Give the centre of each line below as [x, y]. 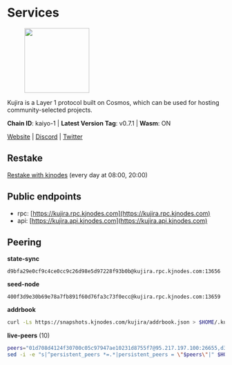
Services [33, 13]
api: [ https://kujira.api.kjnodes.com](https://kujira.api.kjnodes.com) [112, 220]
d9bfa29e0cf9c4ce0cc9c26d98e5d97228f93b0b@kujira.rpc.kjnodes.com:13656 [114, 272]
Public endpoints [44, 197]
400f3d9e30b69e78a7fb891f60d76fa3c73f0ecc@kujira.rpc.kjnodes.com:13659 [114, 297]
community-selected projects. [50, 110]
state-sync [23, 259]
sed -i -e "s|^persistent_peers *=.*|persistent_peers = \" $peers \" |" [111, 355]
